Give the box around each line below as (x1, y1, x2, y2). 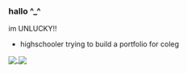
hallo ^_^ (8, 6, 41, 17)
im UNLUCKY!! (8, 24, 58, 34)
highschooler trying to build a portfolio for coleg (19, 39, 180, 49)
